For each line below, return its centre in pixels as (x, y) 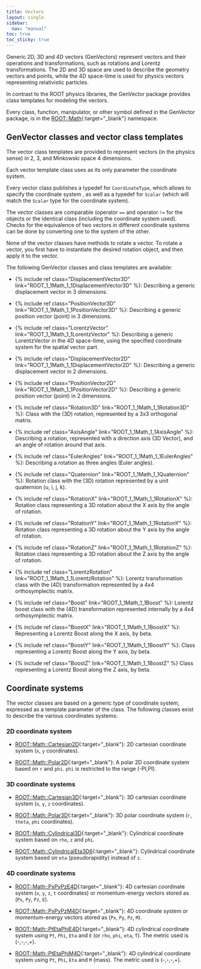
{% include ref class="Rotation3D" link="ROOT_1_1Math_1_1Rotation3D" (102, 407)
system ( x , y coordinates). (47, 750)
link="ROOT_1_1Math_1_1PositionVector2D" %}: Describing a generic (98, 389)
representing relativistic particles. (47, 82)
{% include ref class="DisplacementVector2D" (72, 359)
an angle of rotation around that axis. (61, 445)
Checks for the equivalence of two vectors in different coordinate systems (98, 225)
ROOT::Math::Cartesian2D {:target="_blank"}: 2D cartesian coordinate (100, 744)
